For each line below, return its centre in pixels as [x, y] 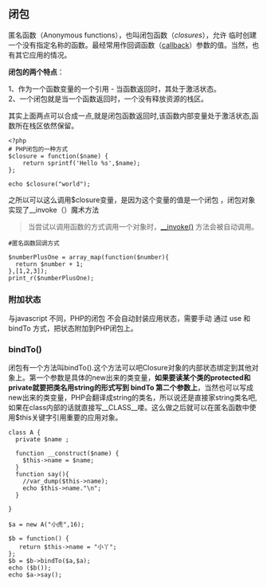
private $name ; [42, 440]
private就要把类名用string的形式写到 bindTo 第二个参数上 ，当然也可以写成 [131, 388]
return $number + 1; [49, 264]
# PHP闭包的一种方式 [38, 149]
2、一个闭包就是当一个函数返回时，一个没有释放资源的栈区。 [108, 99]
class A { [25, 432]
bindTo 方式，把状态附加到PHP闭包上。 [73, 328]
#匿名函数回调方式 [34, 243]
